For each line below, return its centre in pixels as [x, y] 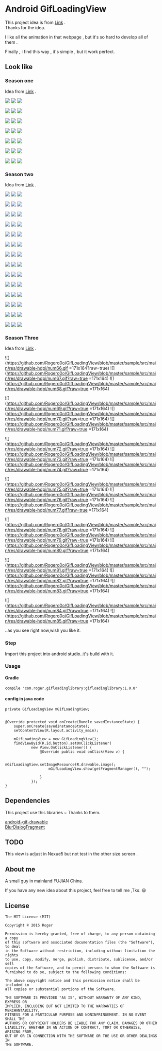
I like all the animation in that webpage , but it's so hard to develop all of [77, 37]
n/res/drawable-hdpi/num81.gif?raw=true [47, 570]
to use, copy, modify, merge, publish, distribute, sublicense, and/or [79, 960]
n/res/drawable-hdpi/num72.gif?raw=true [47, 449]
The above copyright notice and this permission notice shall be [72, 981]
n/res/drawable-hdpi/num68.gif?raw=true [47, 389]
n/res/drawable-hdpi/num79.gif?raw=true [47, 540]
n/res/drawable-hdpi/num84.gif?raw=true [47, 611]
